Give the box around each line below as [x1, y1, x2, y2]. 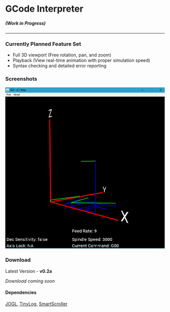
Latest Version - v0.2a [5, 268, 52, 274]
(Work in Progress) [5, 20, 46, 26]
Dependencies [5, 290, 37, 296]
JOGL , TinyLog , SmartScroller [5, 300, 68, 307]
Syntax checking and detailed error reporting [12, 63, 107, 69]
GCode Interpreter [5, 3, 83, 15]
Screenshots [5, 76, 37, 83]
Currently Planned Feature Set [5, 41, 81, 48]
